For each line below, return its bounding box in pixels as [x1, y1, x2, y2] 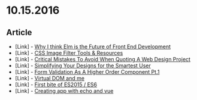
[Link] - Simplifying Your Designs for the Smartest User [14, 62, 151, 69]
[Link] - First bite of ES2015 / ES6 [14, 81, 98, 88]
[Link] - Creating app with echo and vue [14, 87, 114, 94]
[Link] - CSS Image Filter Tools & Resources [14, 49, 123, 57]
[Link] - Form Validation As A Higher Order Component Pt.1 [14, 68, 160, 75]
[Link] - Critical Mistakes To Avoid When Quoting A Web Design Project [14, 56, 190, 62]
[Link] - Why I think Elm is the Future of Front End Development [14, 43, 171, 50]
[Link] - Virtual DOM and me [14, 75, 85, 82]
